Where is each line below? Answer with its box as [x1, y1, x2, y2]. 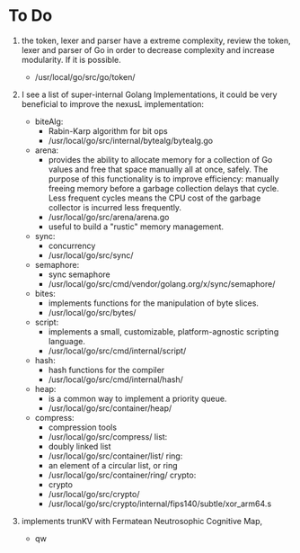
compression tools [48, 422, 118, 433]
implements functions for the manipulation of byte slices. [48, 298, 260, 308]
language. [48, 335, 86, 346]
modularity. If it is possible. [21, 54, 122, 65]
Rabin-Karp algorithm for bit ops [48, 125, 168, 136]
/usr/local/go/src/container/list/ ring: [48, 450, 183, 461]
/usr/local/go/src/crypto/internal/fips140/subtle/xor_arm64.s [48, 498, 272, 509]
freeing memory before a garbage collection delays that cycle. [48, 183, 279, 193]
